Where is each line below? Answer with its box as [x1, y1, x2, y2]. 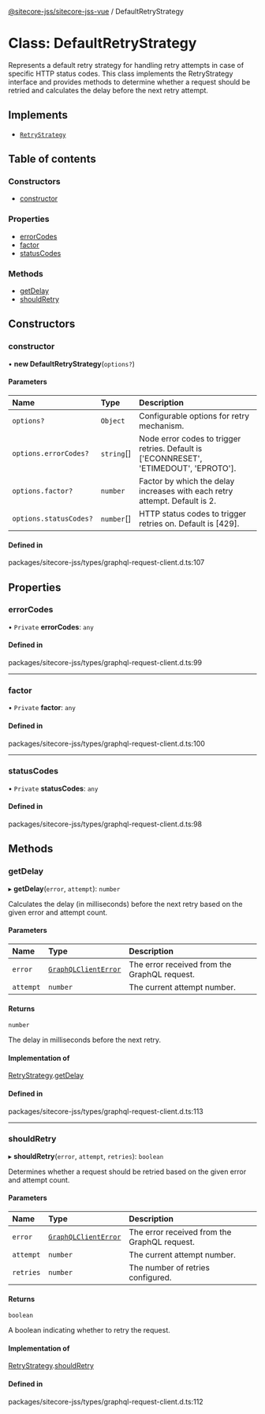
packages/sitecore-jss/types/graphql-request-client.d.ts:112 [8, 1397, 203, 1406]
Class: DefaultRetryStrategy [8, 35, 197, 52]
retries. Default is [139, 442, 203, 453]
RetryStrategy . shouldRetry [8, 1361, 95, 1371]
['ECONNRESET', [139, 453, 203, 464]
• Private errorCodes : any [8, 622, 95, 631]
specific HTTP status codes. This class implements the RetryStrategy [8, 69, 233, 78]
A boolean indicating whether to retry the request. [8, 1326, 171, 1335]
